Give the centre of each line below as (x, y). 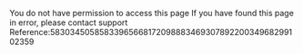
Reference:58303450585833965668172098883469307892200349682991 (151, 32)
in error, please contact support (69, 22)
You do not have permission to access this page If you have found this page (151, 13)
